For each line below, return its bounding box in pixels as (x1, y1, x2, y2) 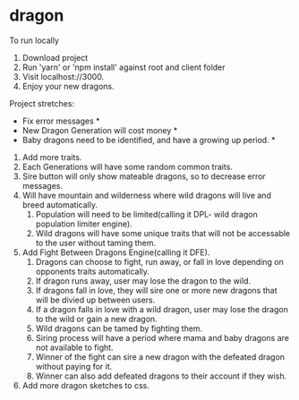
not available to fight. (35, 342, 114, 353)
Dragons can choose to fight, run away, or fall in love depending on (35, 256, 285, 267)
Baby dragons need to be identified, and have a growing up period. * (21, 134, 276, 145)
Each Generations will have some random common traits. (21, 161, 233, 172)
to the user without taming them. (35, 237, 157, 248)
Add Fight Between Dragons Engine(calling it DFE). (21, 247, 210, 258)
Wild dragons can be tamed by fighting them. (35, 323, 203, 334)
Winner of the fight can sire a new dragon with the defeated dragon (35, 351, 285, 362)
